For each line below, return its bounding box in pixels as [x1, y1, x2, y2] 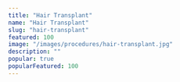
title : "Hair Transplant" [8, 11, 92, 20]
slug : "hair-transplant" [8, 26, 89, 34]
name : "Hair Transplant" [8, 19, 89, 27]
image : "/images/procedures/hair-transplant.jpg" [8, 41, 174, 48]
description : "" [8, 48, 61, 55]
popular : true [8, 55, 55, 63]
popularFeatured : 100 [8, 62, 79, 70]
